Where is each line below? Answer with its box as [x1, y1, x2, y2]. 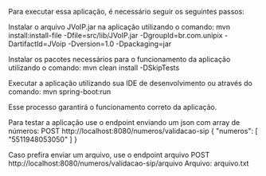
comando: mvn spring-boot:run [8, 87, 111, 96]
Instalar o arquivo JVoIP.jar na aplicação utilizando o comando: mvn [8, 22, 231, 31]
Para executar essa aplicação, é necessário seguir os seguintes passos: [8, 7, 244, 16]
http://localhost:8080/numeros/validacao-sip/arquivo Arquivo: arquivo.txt [8, 158, 249, 168]
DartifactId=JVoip [8, 39, 66, 49]
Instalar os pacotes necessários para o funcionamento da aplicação [8, 55, 231, 64]
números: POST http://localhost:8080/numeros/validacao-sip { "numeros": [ [8, 127, 258, 135]
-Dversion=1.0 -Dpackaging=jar [67, 39, 172, 49]
